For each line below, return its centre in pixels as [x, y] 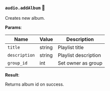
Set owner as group [80, 63]
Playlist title [71, 48]
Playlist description [79, 55]
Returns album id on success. [35, 84]
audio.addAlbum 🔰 [25, 8]
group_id [17, 63]
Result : [12, 75]
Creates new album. [25, 18]
